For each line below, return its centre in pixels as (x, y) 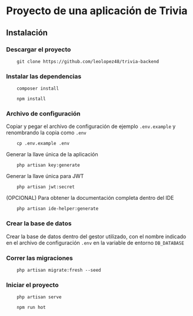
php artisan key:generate (49, 165)
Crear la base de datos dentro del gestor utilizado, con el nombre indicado (96, 236)
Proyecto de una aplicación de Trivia (97, 11)
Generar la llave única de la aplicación (52, 154)
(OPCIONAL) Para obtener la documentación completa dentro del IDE (90, 198)
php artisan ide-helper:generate (58, 209)
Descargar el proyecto (39, 50)
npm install (31, 99)
